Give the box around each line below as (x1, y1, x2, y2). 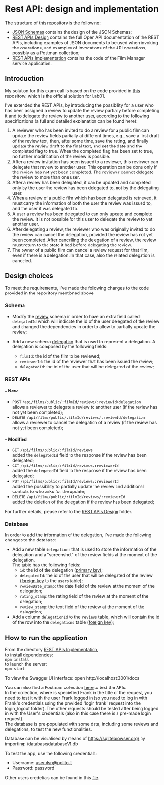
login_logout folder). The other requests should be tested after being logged (5, 706, 159, 711)
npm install (5, 657, 29, 662)
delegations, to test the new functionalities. (5, 726, 92, 732)
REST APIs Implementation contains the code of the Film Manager (12, 55, 145, 61)
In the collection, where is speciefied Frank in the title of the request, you (5, 690, 152, 696)
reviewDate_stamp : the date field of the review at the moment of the (19, 583, 155, 589)
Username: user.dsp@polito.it (12, 760, 72, 766)
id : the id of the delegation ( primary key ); (19, 567, 103, 573)
